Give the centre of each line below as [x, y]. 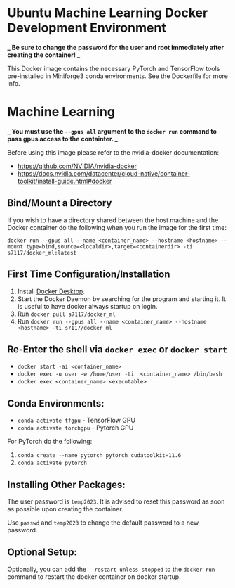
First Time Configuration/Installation [89, 275]
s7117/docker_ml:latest [42, 253]
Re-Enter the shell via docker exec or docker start [117, 349]
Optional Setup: [42, 552]
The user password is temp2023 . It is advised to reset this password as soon [116, 501]
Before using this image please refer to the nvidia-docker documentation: [113, 152]
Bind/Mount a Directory [60, 203]
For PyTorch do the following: [50, 442]
